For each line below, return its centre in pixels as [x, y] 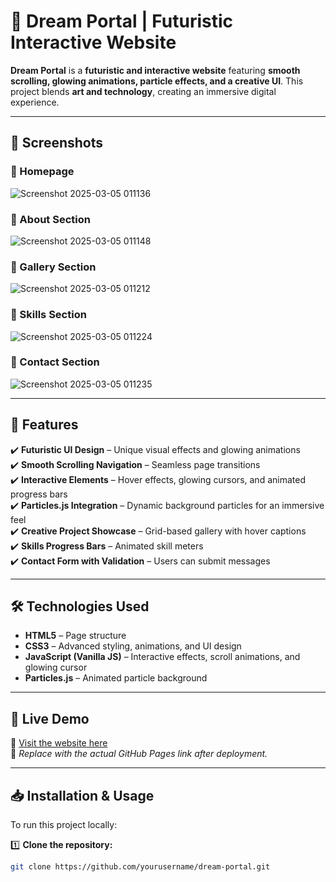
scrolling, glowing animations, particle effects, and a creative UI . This [157, 81]
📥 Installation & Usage [82, 795]
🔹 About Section [50, 219]
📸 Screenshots [57, 143]
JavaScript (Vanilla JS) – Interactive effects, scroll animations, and [162, 657]
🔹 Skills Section [48, 315]
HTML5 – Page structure [75, 636]
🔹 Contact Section [55, 362]
